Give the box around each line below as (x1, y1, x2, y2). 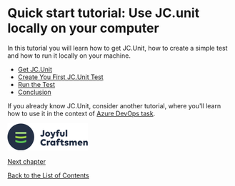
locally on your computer (7, 20, 159, 36)
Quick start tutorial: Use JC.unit (7, 5, 200, 21)
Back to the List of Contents (7, 171, 89, 180)
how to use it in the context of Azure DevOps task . (7, 109, 156, 118)
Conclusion (17, 88, 51, 96)
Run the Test (17, 80, 56, 88)
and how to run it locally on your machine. (7, 51, 131, 60)
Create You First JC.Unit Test (17, 73, 104, 81)
